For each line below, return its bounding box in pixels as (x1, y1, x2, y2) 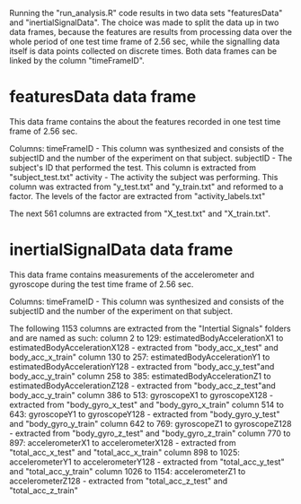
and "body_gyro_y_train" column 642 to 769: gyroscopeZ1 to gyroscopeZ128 (9, 418, 292, 429)
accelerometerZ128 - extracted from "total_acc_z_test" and (9, 475, 227, 486)
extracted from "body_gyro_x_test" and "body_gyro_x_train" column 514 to (9, 399, 285, 410)
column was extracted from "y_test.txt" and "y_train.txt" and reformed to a (9, 181, 284, 192)
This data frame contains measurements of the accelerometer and (9, 269, 254, 280)
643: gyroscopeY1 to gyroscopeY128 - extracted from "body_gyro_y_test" (9, 408, 280, 420)
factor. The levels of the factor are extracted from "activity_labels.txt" (9, 190, 266, 201)
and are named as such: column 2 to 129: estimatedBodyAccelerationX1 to (9, 332, 284, 343)
